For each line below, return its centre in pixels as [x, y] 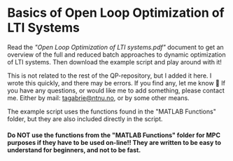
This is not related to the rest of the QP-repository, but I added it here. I [110, 76]
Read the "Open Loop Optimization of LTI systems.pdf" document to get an [115, 47]
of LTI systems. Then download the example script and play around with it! [115, 62]
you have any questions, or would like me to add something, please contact [116, 90]
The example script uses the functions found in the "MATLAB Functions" [112, 111]
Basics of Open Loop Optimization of [116, 13]
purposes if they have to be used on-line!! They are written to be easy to [114, 142]
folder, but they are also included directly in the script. [85, 119]
